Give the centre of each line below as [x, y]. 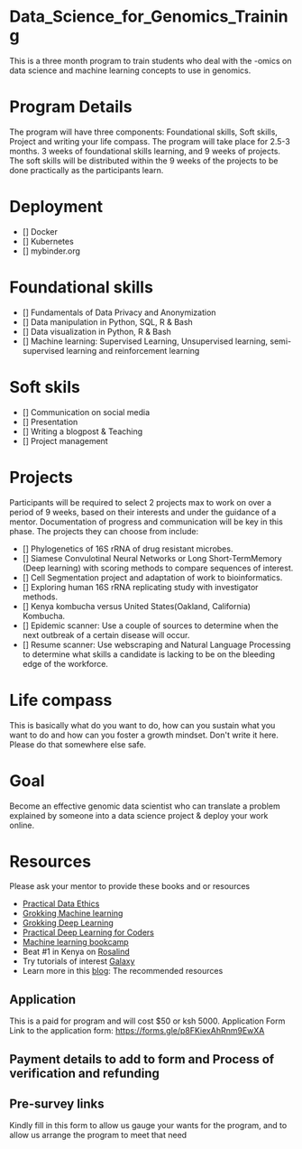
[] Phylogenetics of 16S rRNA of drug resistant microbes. [128, 549]
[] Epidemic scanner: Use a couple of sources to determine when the [151, 625]
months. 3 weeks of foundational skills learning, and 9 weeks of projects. [145, 151]
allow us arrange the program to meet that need [98, 1135]
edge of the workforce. [65, 663]
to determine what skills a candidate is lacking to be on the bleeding [149, 654]
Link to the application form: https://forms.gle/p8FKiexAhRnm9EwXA [137, 1031]
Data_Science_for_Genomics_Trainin [149, 17]
